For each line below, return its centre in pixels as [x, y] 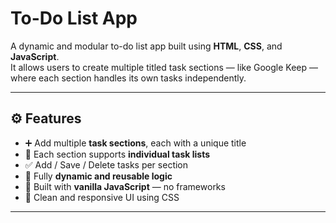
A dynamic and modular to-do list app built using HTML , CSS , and [146, 46]
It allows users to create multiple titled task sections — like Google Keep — [164, 67]
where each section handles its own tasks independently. [128, 78]
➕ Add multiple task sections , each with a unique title [135, 143]
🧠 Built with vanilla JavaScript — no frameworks [125, 186]
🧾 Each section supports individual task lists [117, 154]
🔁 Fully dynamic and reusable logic [98, 176]
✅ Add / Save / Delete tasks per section [106, 164]
